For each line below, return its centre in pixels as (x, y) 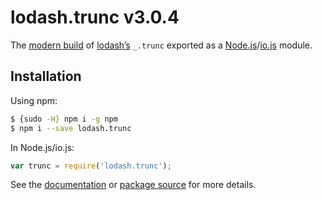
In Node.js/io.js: (42, 147)
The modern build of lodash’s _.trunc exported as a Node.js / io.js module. (161, 45)
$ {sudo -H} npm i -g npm (64, 119)
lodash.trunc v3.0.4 (95, 17)
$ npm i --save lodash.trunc (71, 128)
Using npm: (34, 100)
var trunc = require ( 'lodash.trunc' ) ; (91, 166)
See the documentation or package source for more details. (133, 185)
